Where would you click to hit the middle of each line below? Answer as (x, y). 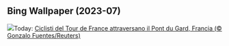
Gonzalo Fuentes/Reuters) (44, 35)
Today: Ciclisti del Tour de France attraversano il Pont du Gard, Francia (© (118, 28)
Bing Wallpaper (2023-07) (64, 11)
